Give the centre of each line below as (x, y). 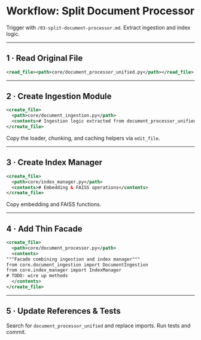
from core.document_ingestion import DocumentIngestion (77, 265)
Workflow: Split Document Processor (100, 11)
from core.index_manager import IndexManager (64, 270)
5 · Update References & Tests (63, 311)
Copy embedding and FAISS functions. (54, 204)
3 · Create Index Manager (54, 163)
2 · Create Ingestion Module (59, 97)
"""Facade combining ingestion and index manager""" (73, 259)
